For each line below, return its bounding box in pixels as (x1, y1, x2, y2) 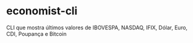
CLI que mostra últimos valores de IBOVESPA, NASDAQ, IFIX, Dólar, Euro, (6, 24, 188, 31)
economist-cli (6, 4, 78, 18)
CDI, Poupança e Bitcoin (6, 30, 67, 37)
